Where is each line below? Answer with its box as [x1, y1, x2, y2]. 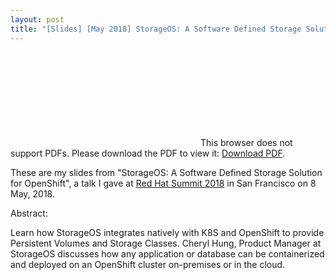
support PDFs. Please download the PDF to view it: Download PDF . [10, 147, 286, 159]
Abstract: [10, 207, 48, 219]
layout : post [10, 14, 65, 25]
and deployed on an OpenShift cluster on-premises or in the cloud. [10, 258, 286, 270]
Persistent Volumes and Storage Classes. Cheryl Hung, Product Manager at [10, 237, 322, 249]
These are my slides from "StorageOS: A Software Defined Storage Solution [10, 166, 323, 178]
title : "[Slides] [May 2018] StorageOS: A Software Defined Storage [10, 24, 302, 34]
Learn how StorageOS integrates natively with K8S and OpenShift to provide [10, 226, 325, 238]
